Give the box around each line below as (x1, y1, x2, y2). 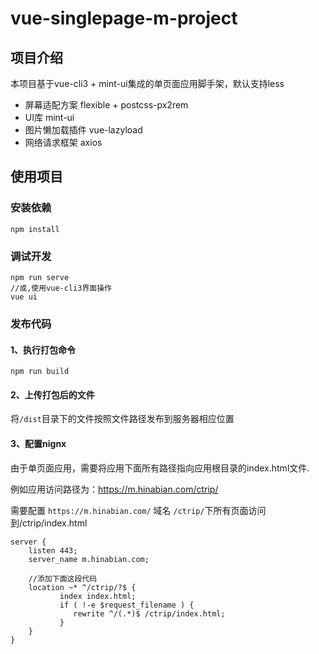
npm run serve (10, 272, 70, 282)
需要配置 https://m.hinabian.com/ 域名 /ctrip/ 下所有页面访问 (10, 504, 267, 516)
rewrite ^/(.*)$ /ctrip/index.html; (73, 608, 226, 619)
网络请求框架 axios (24, 137, 103, 148)
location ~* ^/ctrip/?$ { (28, 582, 137, 592)
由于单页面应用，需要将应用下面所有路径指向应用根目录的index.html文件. (10, 462, 310, 474)
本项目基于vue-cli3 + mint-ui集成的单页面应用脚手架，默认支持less (10, 78, 285, 89)
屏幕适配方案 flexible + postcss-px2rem (24, 99, 189, 111)
